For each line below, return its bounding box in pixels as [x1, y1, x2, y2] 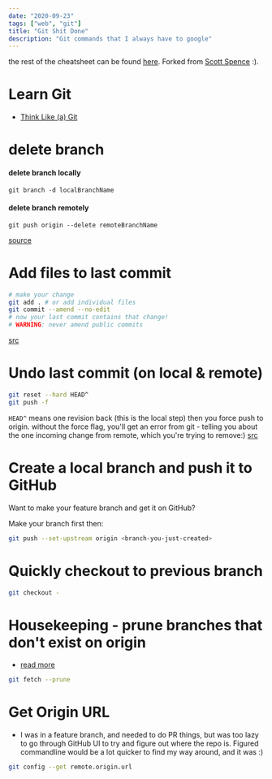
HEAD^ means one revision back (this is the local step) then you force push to [8, 413, 264, 422]
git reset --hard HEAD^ [8, 391, 89, 399]
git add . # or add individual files [8, 298, 136, 306]
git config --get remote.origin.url [8, 763, 132, 772]
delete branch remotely [8, 203, 89, 213]
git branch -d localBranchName [8, 186, 114, 194]
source [8, 235, 32, 245]
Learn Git [8, 85, 71, 104]
